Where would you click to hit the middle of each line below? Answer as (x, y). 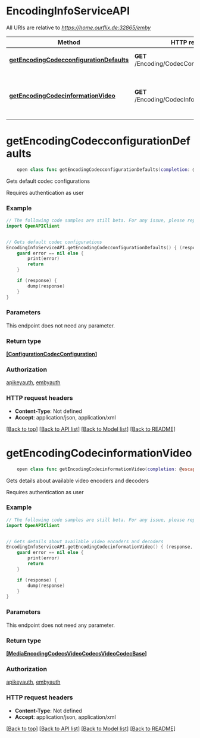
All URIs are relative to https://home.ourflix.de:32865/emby (79, 27)
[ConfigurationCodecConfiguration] (52, 354)
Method (69, 42)
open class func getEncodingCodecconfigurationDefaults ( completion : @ (106, 169)
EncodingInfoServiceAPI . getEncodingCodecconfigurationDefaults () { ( (94, 247)
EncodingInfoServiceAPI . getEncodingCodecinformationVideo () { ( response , (100, 547)
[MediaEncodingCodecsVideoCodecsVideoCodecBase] (76, 653)
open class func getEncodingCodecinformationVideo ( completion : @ (100, 469)
